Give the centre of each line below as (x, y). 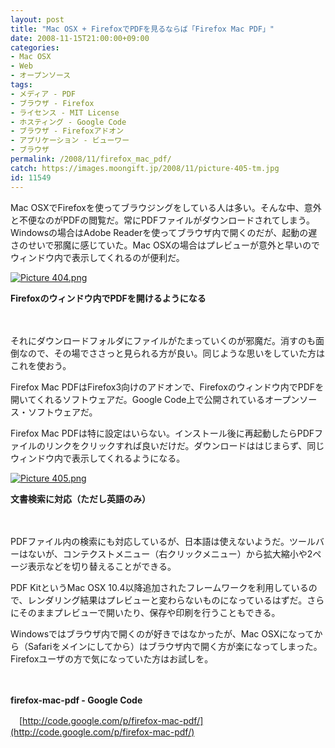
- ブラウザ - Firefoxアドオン (67, 131)
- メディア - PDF (43, 94)
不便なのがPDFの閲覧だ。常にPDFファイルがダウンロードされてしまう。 (166, 220)
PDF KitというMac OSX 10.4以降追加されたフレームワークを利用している (159, 587)
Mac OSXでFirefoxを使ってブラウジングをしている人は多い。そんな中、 (157, 207)
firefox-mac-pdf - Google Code (76, 700)
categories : (35, 47)
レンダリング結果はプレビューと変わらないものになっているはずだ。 (167, 600)
